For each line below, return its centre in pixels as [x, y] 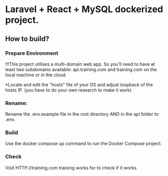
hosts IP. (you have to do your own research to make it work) [69, 90]
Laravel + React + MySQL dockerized [84, 9]
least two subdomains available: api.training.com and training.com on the [81, 69]
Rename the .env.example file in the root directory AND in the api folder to [82, 114]
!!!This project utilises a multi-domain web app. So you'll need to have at [80, 64]
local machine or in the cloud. [36, 75]
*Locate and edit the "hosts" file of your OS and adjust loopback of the [79, 84]
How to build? [27, 39]
